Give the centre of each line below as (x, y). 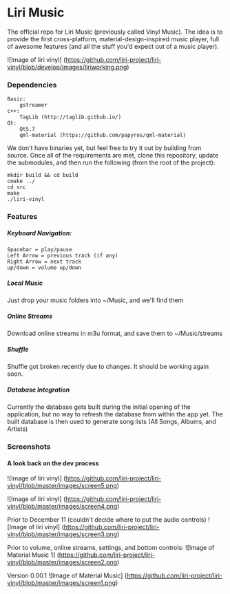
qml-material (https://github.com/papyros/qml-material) (103, 136)
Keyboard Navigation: (40, 233)
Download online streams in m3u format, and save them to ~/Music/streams (115, 333)
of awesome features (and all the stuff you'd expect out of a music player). (113, 46)
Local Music (25, 283)
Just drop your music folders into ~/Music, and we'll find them (95, 300)
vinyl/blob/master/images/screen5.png (62, 486)
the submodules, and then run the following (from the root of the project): (111, 162)
